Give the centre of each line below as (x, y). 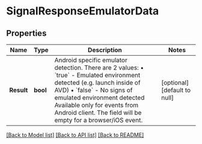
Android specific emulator (91, 60)
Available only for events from (96, 105)
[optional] (175, 82)
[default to (176, 90)
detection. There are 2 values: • (99, 67)
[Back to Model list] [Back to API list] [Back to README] (75, 135)
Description (105, 50)
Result (19, 90)
